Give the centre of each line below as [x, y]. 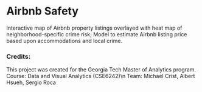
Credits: [19, 56]
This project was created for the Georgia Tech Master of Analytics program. [101, 70]
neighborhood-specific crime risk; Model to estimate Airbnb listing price [97, 34]
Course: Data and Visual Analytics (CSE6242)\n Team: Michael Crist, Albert [101, 76]
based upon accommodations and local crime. [64, 41]
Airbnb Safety [43, 11]
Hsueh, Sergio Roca [31, 82]
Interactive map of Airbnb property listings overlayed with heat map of [94, 28]
